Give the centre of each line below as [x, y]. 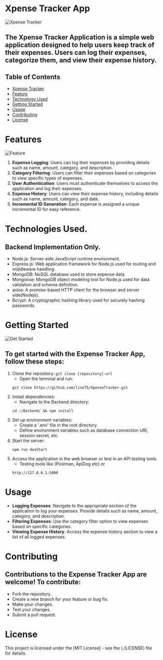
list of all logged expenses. [39, 537]
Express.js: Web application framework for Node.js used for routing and [84, 264]
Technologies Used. [46, 229]
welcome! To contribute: [43, 582]
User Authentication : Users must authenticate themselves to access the [85, 183]
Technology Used [30, 99]
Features [23, 139]
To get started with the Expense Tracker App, [75, 354]
